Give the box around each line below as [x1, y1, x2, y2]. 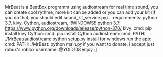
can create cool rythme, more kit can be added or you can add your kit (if [5, 9, 156, 15]
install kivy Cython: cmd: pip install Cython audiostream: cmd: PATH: [5, 31, 146, 36]
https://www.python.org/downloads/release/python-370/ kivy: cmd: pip [5, 25, 152, 31]
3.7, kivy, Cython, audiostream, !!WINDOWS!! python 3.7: [5, 20, 121, 26]
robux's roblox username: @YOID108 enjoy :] [5, 47, 97, 52]
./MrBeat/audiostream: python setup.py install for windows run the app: [5, 36, 152, 42]
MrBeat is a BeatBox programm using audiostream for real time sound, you [5, 4, 158, 10]
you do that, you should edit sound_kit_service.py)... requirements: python [5, 15, 158, 20]
